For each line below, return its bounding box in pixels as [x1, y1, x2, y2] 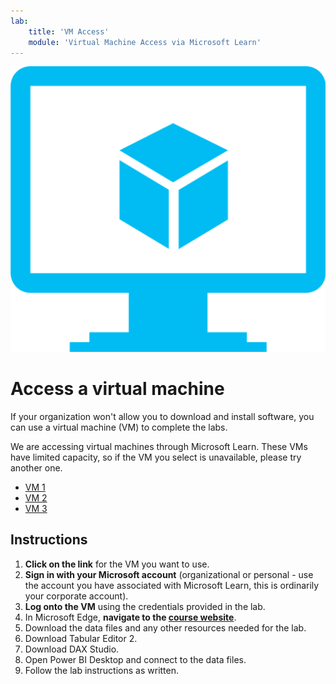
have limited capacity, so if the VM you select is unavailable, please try [10, 451, 302, 464]
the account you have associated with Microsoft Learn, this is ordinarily [24, 579, 320, 591]
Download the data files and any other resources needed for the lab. [24, 621, 307, 634]
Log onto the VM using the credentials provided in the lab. [24, 600, 266, 612]
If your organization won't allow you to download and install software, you [10, 411, 315, 423]
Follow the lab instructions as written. [24, 664, 180, 676]
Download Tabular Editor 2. [24, 632, 138, 644]
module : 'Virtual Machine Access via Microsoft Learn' [28, 37, 262, 47]
